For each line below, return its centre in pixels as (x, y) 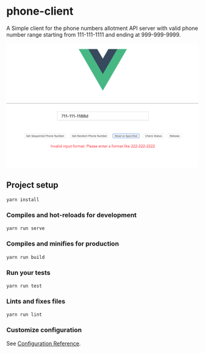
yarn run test (24, 286)
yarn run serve (26, 228)
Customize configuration (44, 330)
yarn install (23, 200)
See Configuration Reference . (44, 343)
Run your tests (28, 272)
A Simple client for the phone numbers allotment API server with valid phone (102, 28)
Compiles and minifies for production (63, 244)
